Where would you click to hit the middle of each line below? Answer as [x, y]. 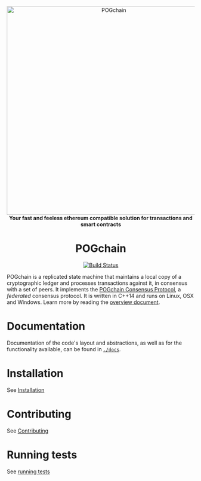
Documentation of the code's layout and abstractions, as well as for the [95, 343]
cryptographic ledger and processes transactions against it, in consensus [97, 283]
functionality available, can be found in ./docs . [64, 349]
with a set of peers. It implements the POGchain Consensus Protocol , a [94, 289]
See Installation [26, 390]
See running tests [28, 471]
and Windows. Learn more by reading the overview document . [84, 302]
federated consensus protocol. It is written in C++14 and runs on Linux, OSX [101, 296]
